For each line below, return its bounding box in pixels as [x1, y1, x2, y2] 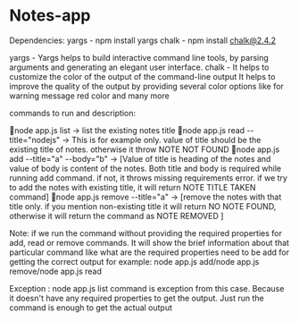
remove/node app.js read [9, 266, 103, 276]
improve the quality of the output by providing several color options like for [9, 80, 284, 91]
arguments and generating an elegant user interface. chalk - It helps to [9, 62, 270, 72]
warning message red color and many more [9, 90, 170, 101]
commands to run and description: [9, 107, 137, 118]
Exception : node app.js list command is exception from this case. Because [9, 283, 285, 293]
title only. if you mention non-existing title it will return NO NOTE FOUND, [9, 200, 277, 211]
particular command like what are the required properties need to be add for [9, 247, 290, 258]
